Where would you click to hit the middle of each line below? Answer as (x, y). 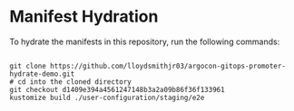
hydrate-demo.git (42, 74)
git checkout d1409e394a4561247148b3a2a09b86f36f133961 (117, 89)
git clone (28, 66)
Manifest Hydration (84, 17)
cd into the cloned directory (74, 82)
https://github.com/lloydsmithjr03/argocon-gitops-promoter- (167, 66)
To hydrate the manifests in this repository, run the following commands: (145, 42)
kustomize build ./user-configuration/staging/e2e (107, 97)
